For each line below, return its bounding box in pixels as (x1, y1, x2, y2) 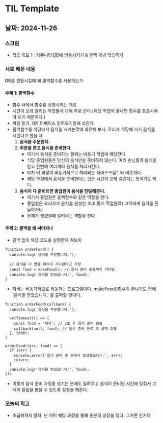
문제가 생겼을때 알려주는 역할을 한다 (27, 213, 96, 219)
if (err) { (9, 347, 32, 353)
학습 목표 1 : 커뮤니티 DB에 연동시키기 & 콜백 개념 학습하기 (12, 52, 124, 58)
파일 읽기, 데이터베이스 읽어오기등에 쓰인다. (12, 120, 95, 126)
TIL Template (5, 3, 59, 14)
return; (14, 357, 29, 362)
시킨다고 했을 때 (12, 133, 43, 139)
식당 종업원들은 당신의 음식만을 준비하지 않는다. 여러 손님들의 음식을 (27, 157, 157, 163)
